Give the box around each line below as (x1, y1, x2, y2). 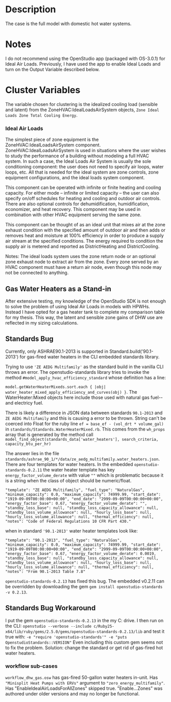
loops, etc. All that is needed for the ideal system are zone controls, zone (5, 169, 159, 175)
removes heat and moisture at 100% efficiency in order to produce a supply (5, 232, 164, 239)
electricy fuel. (14, 399, 43, 406)
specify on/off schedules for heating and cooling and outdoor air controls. (5, 196, 161, 202)
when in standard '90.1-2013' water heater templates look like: (5, 527, 138, 534)
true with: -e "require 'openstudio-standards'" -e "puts (5, 633, 127, 640)
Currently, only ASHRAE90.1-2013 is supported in (5, 348, 109, 354)
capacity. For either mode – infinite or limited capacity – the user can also (5, 190, 159, 196)
